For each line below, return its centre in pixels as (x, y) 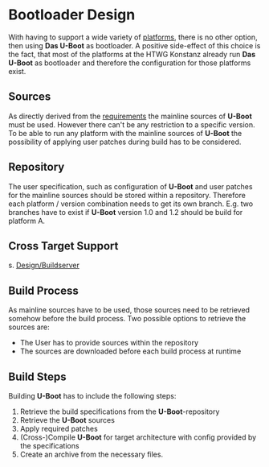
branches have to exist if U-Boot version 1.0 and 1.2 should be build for (126, 212)
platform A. (27, 221)
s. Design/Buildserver (44, 265)
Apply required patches (59, 429)
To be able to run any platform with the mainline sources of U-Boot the (125, 133)
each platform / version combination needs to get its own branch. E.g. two (131, 204)
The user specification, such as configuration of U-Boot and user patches (130, 186)
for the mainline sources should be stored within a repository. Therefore (127, 195)
